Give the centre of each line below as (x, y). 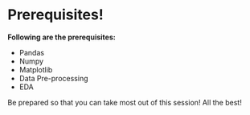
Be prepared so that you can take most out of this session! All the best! (125, 102)
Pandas (32, 52)
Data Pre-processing (53, 78)
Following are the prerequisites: (61, 37)
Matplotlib (36, 69)
